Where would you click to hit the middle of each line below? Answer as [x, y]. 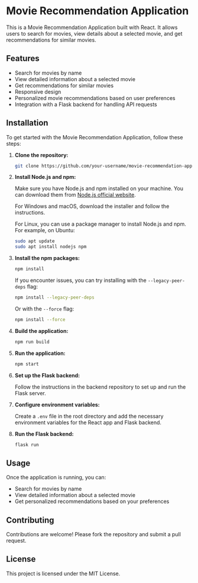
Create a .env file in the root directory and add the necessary [89, 416]
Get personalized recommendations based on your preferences [92, 501]
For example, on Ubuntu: [45, 230]
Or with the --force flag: [44, 309]
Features [23, 58]
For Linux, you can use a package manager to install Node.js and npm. [100, 224]
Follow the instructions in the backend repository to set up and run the [100, 387]
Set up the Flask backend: [47, 375]
